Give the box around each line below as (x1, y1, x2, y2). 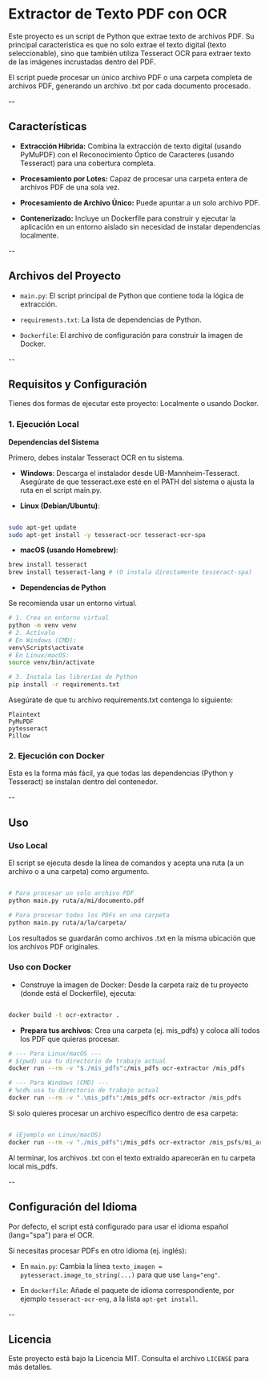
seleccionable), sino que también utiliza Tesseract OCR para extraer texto (8, 48, 251, 58)
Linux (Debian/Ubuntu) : (19, 501, 100, 510)
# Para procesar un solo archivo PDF (8, 889, 134, 897)
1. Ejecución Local (8, 419, 79, 430)
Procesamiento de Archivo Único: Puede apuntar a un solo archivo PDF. (19, 197, 261, 207)
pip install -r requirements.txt (8, 681, 120, 689)
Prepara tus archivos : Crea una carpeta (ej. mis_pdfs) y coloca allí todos (19, 1025, 260, 1035)
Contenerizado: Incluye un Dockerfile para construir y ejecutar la (19, 213, 236, 223)
